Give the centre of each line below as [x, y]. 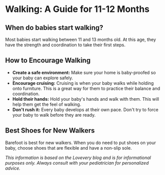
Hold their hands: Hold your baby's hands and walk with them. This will [85, 99]
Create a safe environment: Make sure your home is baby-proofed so [84, 72]
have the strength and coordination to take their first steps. [65, 45]
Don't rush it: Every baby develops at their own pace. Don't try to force [85, 109]
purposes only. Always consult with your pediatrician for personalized [77, 163]
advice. [13, 168]
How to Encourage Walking [48, 61]
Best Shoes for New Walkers [50, 131]
